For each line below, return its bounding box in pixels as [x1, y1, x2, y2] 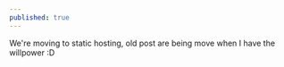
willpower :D [9, 46, 55, 58]
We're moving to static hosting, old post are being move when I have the [9, 38, 275, 48]
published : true [9, 13, 70, 22]
